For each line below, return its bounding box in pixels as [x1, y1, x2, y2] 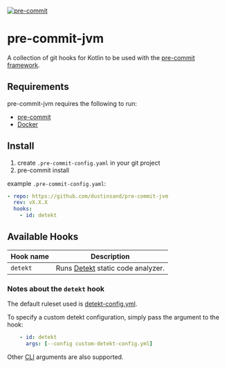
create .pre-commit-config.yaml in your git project [17, 158, 160, 167]
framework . [7, 61, 40, 69]
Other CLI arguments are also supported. [7, 353, 124, 361]
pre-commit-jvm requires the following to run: [7, 99, 138, 107]
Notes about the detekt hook [7, 284, 105, 293]
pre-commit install [17, 166, 70, 174]
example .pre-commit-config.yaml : [7, 179, 106, 187]
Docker [17, 120, 39, 128]
